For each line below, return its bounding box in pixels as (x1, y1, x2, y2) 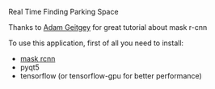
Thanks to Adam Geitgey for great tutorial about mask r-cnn (8, 23, 208, 32)
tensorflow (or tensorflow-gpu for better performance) (19, 71, 202, 80)
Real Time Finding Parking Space (8, 7, 119, 16)
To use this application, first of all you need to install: (8, 38, 184, 48)
